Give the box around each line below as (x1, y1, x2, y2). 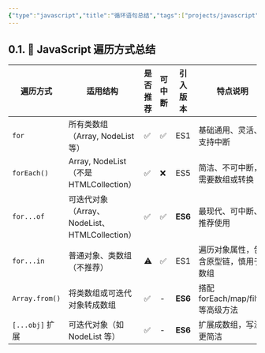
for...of (12, 212, 45, 221)
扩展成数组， (198, 319, 247, 330)
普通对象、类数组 (68, 250, 132, 261)
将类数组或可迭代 (68, 287, 132, 299)
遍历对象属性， (198, 244, 255, 255)
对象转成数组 (68, 299, 117, 310)
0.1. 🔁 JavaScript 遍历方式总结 (8, 43, 156, 56)
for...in (12, 257, 45, 265)
